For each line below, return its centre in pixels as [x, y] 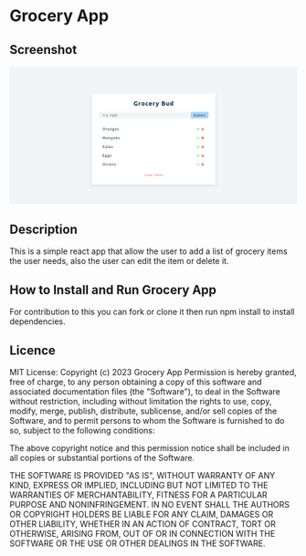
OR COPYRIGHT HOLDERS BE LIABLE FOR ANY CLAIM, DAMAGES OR [142, 514]
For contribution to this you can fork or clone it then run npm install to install [152, 312]
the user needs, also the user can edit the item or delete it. [119, 261]
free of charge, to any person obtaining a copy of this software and [136, 382]
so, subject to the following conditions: [82, 431]
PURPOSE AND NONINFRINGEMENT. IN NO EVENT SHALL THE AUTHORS [150, 505]
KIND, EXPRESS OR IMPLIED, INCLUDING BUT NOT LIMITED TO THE [139, 486]
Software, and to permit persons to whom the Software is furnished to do [147, 421]
